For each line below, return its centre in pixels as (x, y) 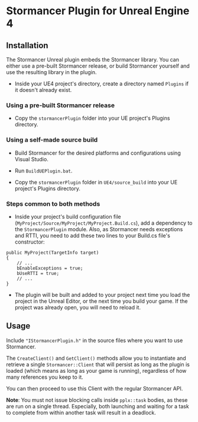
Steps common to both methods (53, 204)
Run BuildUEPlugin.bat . (43, 171)
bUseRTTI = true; (38, 273)
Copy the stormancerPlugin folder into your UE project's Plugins (92, 118)
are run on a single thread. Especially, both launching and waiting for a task (98, 406)
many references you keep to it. (45, 377)
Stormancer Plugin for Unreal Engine (98, 11)
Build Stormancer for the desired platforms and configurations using (98, 153)
